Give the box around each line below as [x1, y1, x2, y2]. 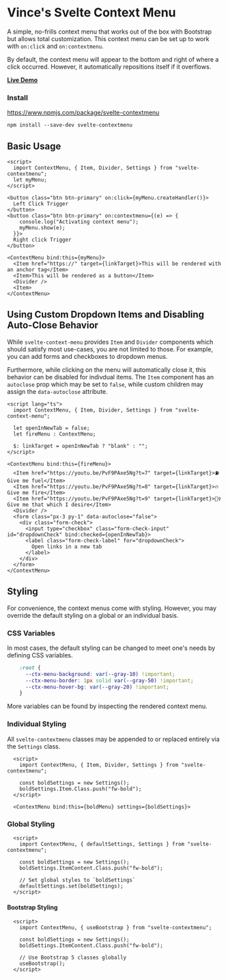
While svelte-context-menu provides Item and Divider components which [7, 338, 214, 346]
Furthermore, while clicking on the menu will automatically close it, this [7, 365, 206, 374]
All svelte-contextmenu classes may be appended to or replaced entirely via [7, 735, 220, 743]
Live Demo [7, 75, 38, 84]
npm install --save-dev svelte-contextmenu [7, 122, 133, 129]
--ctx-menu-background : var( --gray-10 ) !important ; [25, 670, 175, 677]
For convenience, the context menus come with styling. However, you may [7, 604, 217, 612]
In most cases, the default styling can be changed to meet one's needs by [7, 644, 216, 652]
